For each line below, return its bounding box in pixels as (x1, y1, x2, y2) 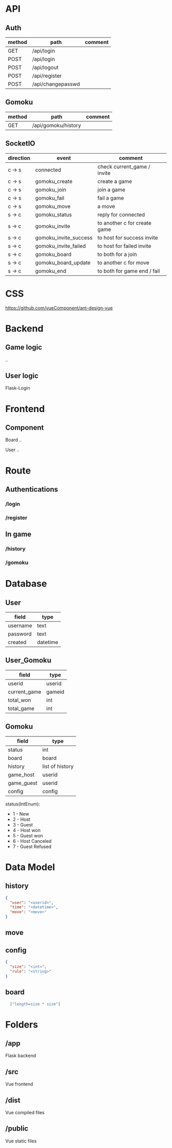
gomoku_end (35, 267, 67, 274)
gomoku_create (35, 178, 73, 185)
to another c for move (97, 259, 149, 266)
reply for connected (97, 211, 145, 218)
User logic (5, 371, 39, 380)
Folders (5, 1018, 38, 1030)
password (8, 630, 32, 637)
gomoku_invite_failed (35, 242, 86, 249)
